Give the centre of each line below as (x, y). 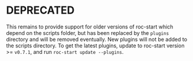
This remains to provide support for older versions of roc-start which (90, 27)
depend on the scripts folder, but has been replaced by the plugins (88, 33)
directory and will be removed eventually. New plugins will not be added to (97, 39)
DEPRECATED (40, 10)
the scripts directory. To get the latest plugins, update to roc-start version (95, 46)
